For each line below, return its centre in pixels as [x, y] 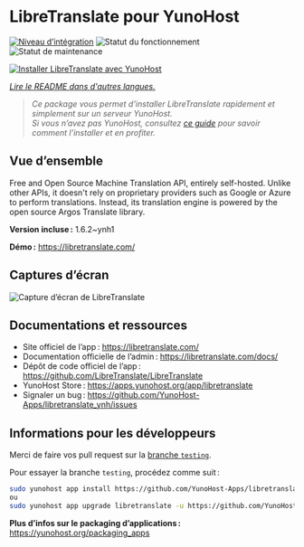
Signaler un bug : [54, 395]
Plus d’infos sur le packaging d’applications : [95, 523]
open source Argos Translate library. [77, 212]
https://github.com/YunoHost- [143, 395]
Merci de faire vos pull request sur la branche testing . [110, 455]
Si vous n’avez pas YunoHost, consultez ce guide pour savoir [146, 123]
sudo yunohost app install [60, 489]
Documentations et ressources [99, 325]
